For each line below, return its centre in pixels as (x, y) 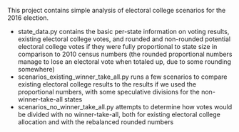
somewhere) (36, 69)
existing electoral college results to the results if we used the (107, 84)
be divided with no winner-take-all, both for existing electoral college (119, 114)
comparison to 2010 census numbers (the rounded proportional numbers (125, 54)
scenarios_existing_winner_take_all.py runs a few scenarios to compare (122, 77)
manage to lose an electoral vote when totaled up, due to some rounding (124, 62)
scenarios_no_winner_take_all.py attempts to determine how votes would (125, 107)
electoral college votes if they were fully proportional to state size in (117, 46)
